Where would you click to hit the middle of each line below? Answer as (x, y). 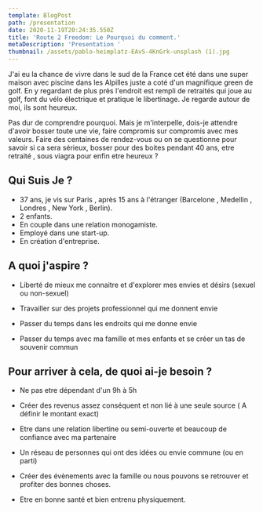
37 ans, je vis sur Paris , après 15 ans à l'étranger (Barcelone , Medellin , (136, 199)
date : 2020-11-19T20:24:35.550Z (61, 30)
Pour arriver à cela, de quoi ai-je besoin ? (110, 372)
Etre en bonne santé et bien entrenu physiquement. (102, 499)
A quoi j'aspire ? (48, 266)
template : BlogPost (40, 15)
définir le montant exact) (59, 414)
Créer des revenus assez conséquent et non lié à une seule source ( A (133, 405)
